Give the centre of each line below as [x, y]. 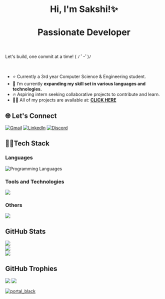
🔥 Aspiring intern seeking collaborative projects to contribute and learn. [86, 94]
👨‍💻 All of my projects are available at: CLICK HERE [64, 100]
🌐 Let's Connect [31, 116]
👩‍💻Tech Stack [27, 143]
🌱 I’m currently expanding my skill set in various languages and [79, 84]
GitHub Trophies [31, 269]
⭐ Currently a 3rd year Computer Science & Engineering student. [79, 76]
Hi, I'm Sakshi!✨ [84, 9]
